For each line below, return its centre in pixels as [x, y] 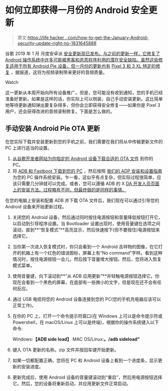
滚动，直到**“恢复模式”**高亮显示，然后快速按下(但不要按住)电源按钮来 [86, 229]
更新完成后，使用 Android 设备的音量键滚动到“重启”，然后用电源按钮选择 [87, 377]
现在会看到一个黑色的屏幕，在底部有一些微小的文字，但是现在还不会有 [85, 282]
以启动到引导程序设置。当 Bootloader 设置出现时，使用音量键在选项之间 [86, 223]
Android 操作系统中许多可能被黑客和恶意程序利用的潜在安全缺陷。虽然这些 [82, 59]
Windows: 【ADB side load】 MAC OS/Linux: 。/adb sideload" [76, 339]
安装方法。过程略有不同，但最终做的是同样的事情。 [74, 189]
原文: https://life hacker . [42, 37]
